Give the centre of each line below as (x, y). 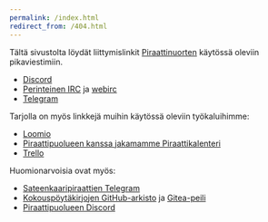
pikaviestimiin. (36, 62)
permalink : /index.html (55, 18)
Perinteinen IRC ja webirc (70, 89)
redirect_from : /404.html (58, 26)
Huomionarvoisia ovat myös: (63, 170)
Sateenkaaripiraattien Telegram (81, 188)
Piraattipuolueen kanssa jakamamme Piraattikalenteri (121, 143)
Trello (33, 153)
